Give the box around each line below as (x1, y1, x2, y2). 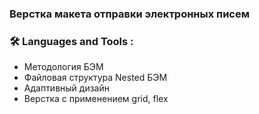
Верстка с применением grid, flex (23, 93, 169, 105)
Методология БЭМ (23, 61, 104, 73)
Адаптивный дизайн (23, 82, 110, 94)
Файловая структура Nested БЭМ (23, 72, 168, 84)
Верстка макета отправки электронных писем (9, 7, 250, 21)
